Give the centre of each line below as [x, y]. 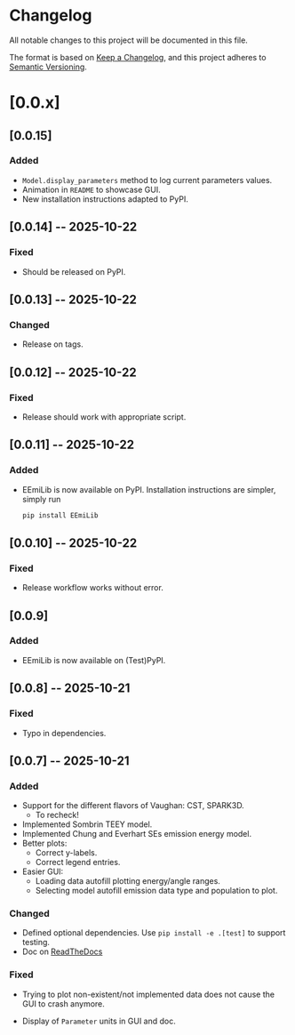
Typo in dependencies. [64, 733]
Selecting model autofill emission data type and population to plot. [156, 891]
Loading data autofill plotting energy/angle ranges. [128, 881]
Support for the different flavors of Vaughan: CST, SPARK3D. [133, 806]
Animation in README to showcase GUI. [92, 189]
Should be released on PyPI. [74, 271]
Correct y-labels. [66, 853]
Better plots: [44, 843]
